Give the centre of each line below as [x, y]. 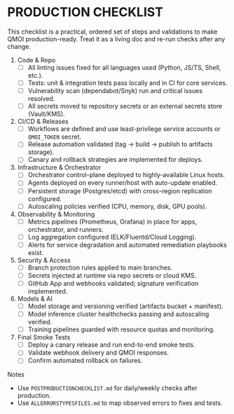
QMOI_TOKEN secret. [55, 137]
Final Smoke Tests [44, 338]
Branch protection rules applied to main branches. [100, 268]
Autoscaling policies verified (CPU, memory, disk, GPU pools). [117, 206]
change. [19, 46]
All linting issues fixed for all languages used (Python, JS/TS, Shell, [124, 67]
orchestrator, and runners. [66, 229]
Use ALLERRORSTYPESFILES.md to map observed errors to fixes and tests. [120, 403]
